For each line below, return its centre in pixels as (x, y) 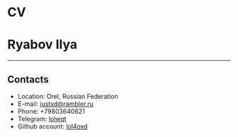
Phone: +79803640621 (51, 111)
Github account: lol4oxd (52, 126)
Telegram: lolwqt (42, 119)
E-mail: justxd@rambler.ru (56, 104)
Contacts (28, 79)
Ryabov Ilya (42, 45)
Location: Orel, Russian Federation (68, 96)
